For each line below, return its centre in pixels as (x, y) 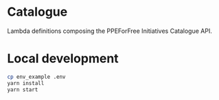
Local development (63, 59)
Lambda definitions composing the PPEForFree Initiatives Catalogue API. (110, 31)
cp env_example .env (37, 77)
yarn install (26, 83)
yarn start (23, 90)
